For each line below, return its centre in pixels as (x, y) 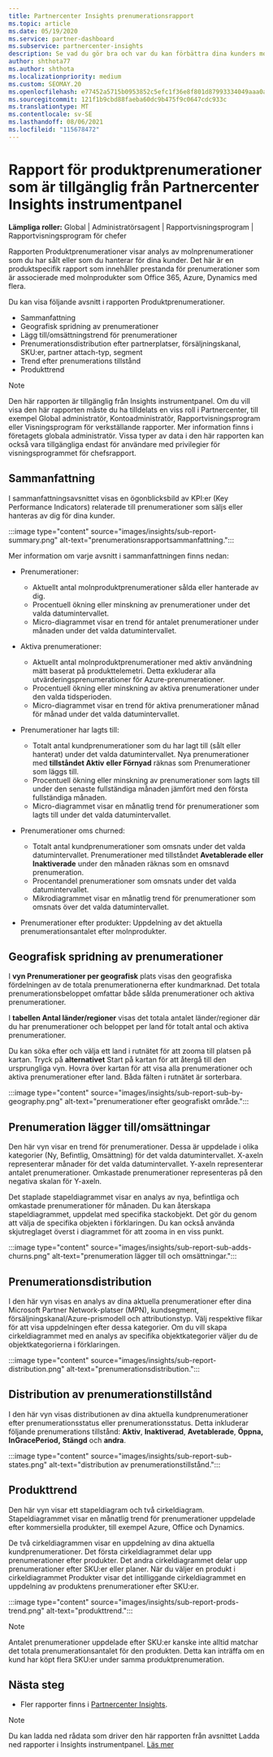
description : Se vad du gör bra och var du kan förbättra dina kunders (132, 54)
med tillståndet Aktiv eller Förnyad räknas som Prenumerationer (141, 763)
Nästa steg (37, 1685)
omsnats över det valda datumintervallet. (100, 907)
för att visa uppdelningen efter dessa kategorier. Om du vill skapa (118, 1327)
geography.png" (36, 1102)
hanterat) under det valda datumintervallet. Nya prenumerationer (141, 754)
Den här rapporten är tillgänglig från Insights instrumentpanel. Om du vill (129, 401)
